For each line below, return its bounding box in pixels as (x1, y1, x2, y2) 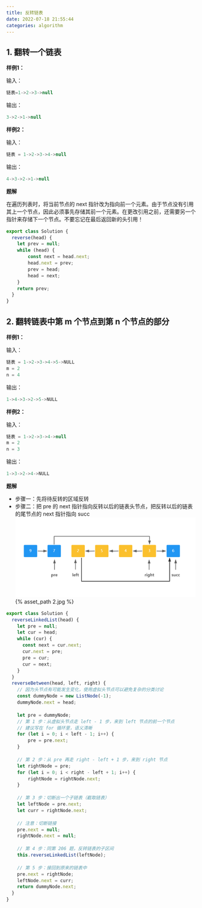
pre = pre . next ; (28, 737, 69, 744)
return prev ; (17, 285, 50, 292)
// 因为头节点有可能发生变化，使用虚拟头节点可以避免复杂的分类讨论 (17, 687, 164, 693)
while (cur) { (17, 636, 52, 642)
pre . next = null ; (17, 827, 61, 833)
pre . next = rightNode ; (17, 871, 74, 877)
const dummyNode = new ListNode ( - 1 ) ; (17, 693, 112, 699)
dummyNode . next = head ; (17, 699, 77, 705)
